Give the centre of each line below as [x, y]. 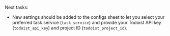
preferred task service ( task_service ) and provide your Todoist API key [87, 23]
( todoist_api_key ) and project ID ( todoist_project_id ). [70, 28]
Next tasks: [17, 7]
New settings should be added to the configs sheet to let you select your [88, 17]
